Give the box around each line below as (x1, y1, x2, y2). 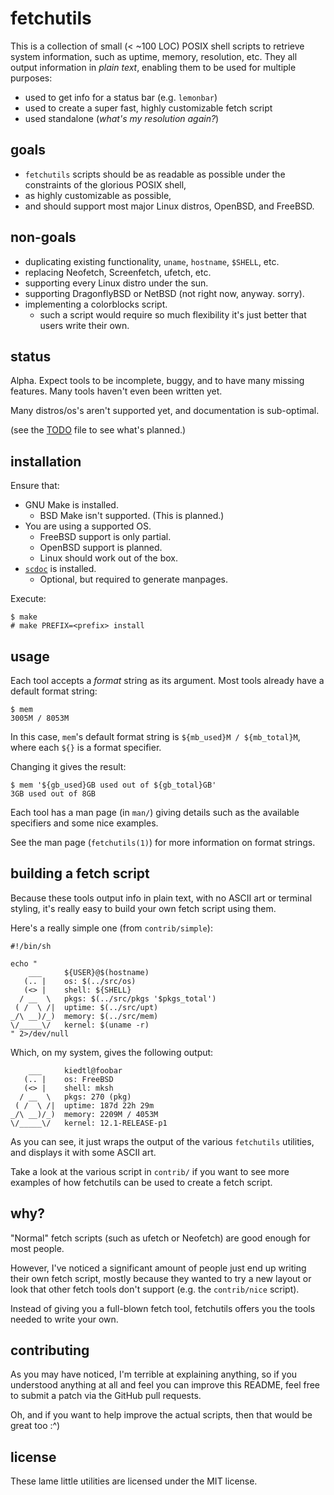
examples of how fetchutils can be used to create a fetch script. (10, 1176, 273, 1188)
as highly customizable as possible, (24, 189, 172, 201)
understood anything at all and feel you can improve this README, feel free (10, 1379, 321, 1391)
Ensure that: (10, 480, 60, 492)
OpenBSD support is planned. (39, 542, 163, 554)
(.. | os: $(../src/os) (23, 976, 137, 986)
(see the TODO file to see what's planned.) (10, 424, 187, 436)
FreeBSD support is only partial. (39, 531, 172, 543)
